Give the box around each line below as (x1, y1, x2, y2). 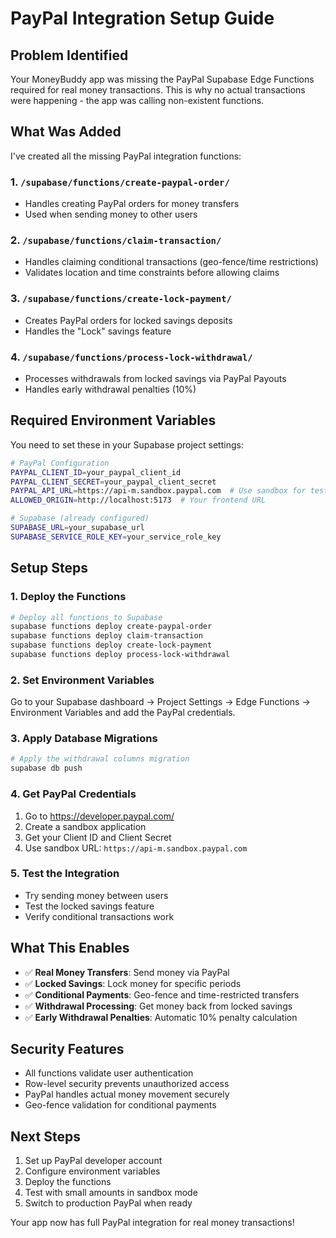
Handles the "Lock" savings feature (24, 325, 172, 337)
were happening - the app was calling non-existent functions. (10, 95, 265, 106)
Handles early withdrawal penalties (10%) (24, 383, 197, 395)
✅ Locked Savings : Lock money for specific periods (24, 977, 242, 989)
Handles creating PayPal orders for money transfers (24, 198, 240, 210)
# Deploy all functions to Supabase (10, 612, 163, 622)
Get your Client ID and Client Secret (24, 831, 172, 843)
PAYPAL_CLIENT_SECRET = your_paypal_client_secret (10, 477, 217, 487)
